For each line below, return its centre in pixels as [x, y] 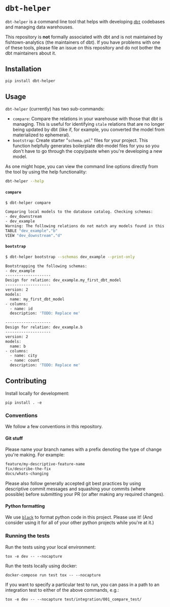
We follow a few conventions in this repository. [54, 427]
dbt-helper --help [25, 181]
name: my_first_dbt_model [37, 299]
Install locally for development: [37, 393]
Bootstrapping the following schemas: [46, 266]
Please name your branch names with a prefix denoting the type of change [83, 450]
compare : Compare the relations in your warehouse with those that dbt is [88, 119]
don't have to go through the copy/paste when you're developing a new [87, 151]
